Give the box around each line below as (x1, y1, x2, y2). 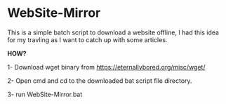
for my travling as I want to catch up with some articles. (7, 35, 168, 44)
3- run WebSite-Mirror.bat (7, 90, 83, 98)
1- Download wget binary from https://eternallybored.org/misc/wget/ (7, 63, 206, 71)
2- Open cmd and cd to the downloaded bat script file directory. (7, 76, 192, 85)
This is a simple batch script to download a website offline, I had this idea (7, 28, 220, 37)
